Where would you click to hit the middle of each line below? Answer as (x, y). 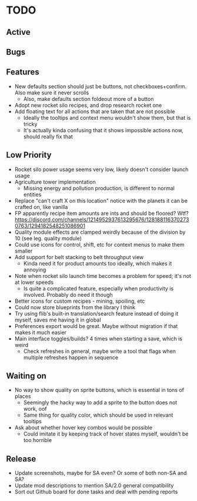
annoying (35, 270)
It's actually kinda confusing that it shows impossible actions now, (103, 130)
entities (32, 194)
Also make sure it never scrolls (52, 93)
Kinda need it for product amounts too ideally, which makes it (98, 263)
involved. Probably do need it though (68, 294)
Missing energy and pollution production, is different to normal (99, 188)
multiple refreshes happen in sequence (71, 357)
